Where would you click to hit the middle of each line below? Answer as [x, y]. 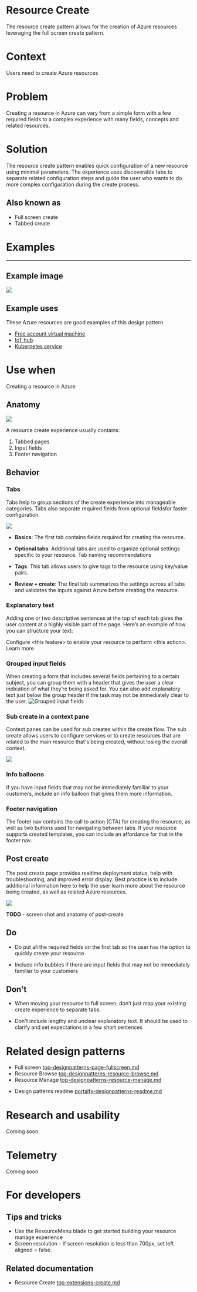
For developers [43, 1195]
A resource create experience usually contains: [63, 430]
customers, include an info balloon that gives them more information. [89, 793]
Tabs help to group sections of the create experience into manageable [91, 502]
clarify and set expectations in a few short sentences [79, 1027]
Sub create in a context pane [48, 717]
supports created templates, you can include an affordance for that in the [94, 834]
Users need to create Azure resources [52, 73]
